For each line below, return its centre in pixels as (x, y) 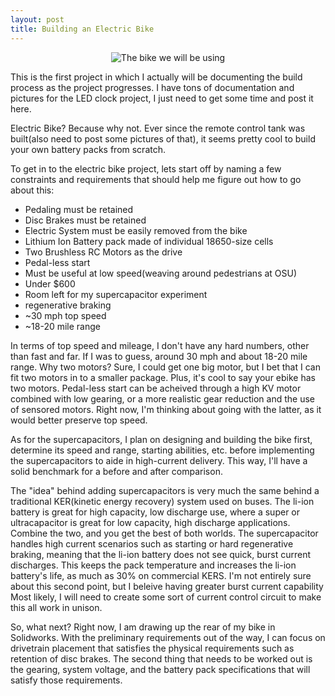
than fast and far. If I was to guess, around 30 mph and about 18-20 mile (159, 356)
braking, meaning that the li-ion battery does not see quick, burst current (160, 554)
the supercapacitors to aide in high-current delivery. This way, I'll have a (159, 460)
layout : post (37, 19)
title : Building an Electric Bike (82, 29)
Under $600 (50, 283)
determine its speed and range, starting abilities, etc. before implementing (162, 450)
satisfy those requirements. (66, 680)
